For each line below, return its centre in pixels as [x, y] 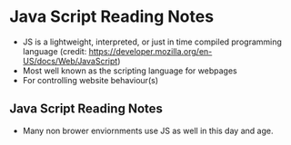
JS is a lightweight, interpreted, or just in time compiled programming [152, 42]
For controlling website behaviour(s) [90, 80]
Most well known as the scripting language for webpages [130, 71]
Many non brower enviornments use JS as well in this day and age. [148, 130]
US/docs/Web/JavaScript [70, 61]
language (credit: [55, 51]
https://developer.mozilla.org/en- [151, 51]
